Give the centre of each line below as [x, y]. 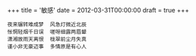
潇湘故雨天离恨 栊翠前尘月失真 [47, 39]
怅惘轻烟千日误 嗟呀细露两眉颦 [47, 32]
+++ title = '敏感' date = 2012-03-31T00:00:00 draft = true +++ [98, 10]
